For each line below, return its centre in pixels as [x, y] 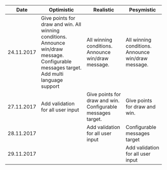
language [52, 80]
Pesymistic [142, 10]
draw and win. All [61, 24]
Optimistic [61, 10]
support [50, 86]
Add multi [52, 74]
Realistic [104, 10]
